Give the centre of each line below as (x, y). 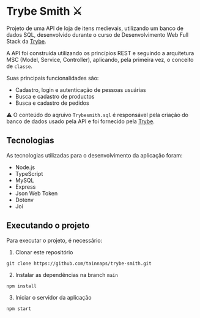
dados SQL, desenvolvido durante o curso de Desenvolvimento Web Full (98, 34)
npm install (21, 286)
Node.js (25, 167)
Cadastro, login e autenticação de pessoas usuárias (80, 89)
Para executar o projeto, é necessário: (54, 240)
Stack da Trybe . (26, 41)
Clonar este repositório (44, 252)
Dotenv (24, 200)
